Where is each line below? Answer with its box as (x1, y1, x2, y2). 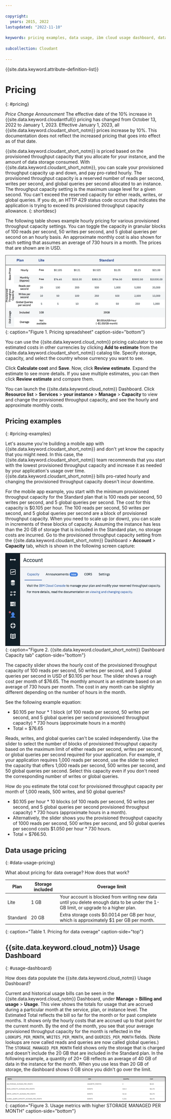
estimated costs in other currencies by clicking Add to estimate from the (5, 344, 158, 350)
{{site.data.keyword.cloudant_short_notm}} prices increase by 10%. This (5, 127, 157, 133)
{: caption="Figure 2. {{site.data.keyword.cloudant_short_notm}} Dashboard (5, 647, 165, 653)
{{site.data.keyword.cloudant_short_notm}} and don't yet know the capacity (5, 445, 164, 452)
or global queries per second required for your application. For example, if (5, 752, 160, 758)
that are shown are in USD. (5, 244, 62, 251)
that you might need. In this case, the (5, 451, 83, 457)
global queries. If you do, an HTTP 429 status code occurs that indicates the (5, 197, 166, 203)
